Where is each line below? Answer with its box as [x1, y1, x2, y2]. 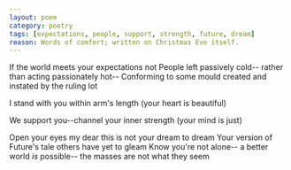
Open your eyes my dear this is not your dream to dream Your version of [9, 132, 272, 143]
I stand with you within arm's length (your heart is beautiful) [9, 98, 227, 109]
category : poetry [9, 21, 73, 30]
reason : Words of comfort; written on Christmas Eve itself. [9, 37, 240, 47]
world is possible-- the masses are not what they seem [9, 151, 210, 162]
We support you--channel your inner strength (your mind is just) [9, 115, 243, 126]
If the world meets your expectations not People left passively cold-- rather [9, 62, 284, 73]
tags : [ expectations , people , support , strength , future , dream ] [9, 29, 256, 38]
